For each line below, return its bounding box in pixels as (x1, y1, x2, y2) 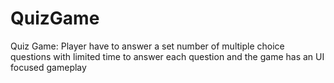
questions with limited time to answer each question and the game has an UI (10, 50, 325, 62)
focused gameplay (10, 61, 87, 73)
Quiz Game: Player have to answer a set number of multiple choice (10, 40, 285, 52)
